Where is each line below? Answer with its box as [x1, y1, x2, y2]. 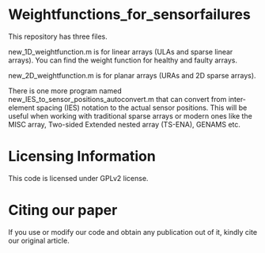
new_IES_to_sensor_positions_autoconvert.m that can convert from [8, 94, 227, 104]
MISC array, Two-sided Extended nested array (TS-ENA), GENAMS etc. [8, 119, 241, 129]
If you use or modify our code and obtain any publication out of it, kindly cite [8, 227, 258, 236]
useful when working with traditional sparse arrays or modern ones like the [8, 111, 253, 120]
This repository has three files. [8, 32, 108, 41]
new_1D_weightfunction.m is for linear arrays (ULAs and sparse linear [8, 47, 233, 56]
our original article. [8, 236, 70, 245]
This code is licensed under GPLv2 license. [8, 173, 149, 183]
